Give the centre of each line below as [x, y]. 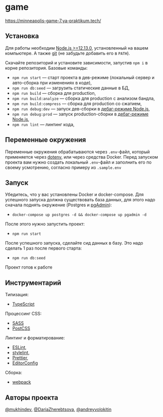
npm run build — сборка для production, [54, 93]
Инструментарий [33, 283]
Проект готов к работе [29, 267]
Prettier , [20, 358]
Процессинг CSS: [23, 314]
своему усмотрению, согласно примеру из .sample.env [63, 167]
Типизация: [17, 295]
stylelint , [21, 353]
